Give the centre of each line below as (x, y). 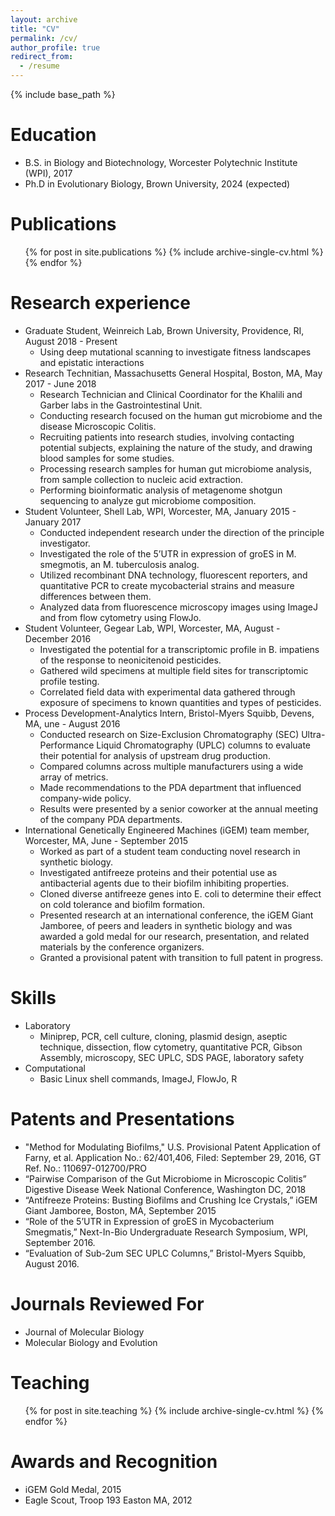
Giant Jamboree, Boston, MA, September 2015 (120, 1210)
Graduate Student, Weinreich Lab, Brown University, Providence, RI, (164, 330)
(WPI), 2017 (48, 173)
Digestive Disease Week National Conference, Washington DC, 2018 (165, 1189)
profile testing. (69, 681)
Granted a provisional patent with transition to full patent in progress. (181, 957)
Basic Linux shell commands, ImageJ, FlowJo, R (138, 1078)
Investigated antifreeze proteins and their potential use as (158, 872)
